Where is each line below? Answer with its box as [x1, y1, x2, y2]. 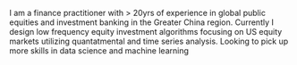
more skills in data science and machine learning [9, 45, 190, 56]
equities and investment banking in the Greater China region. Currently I [9, 17, 275, 28]
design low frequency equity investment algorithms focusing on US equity [9, 27, 283, 37]
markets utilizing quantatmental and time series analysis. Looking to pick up [9, 36, 289, 46]
